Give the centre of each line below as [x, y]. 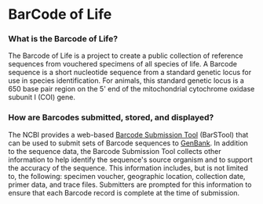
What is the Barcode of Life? [63, 39]
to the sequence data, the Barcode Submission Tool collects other [115, 151]
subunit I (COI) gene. [42, 97]
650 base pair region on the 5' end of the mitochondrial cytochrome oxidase [131, 89]
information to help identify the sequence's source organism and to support [130, 159]
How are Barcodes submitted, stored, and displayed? [111, 117]
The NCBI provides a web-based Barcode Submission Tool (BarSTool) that [128, 134]
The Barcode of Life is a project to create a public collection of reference [126, 55]
